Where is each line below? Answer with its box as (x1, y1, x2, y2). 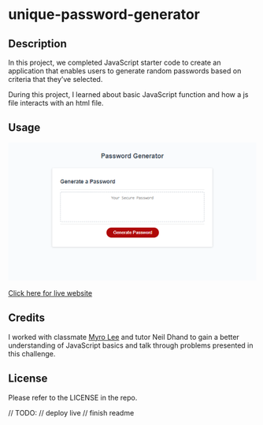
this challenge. (8, 349, 56, 358)
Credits (8, 311, 46, 325)
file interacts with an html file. (8, 99, 104, 107)
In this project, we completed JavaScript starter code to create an (8, 58, 221, 67)
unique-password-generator (8, 6, 201, 24)
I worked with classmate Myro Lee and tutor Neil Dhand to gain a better (8, 332, 240, 341)
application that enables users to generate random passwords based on (8, 66, 242, 76)
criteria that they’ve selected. (8, 75, 103, 84)
